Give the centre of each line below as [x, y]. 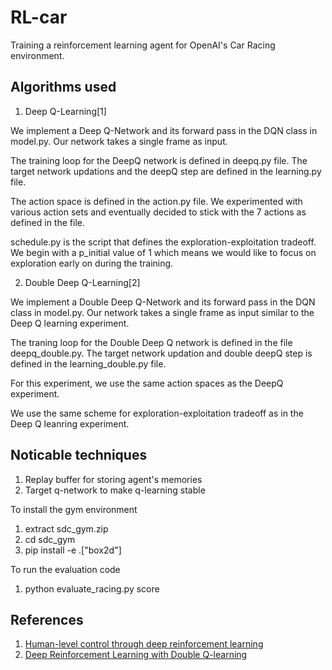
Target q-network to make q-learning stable [115, 490]
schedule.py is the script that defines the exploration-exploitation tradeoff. [163, 242]
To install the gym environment [74, 509]
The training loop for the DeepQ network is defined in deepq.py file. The [159, 160]
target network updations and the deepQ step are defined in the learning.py [166, 171]
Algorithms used [63, 87]
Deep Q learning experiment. [70, 323]
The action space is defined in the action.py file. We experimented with [156, 201]
